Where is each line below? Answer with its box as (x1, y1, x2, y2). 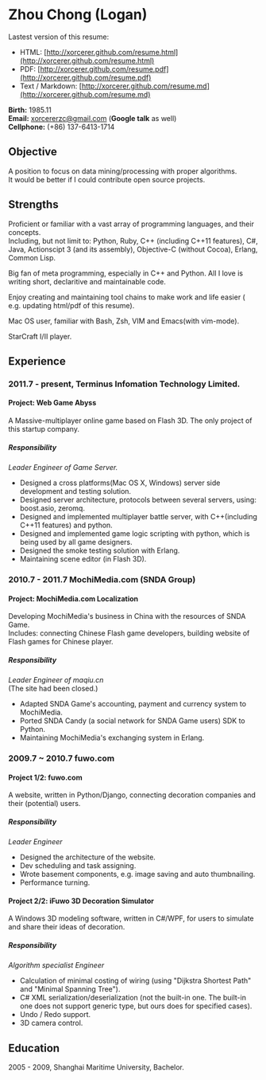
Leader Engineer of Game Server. (8, 463, 118, 472)
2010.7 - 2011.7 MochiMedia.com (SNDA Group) (8, 573, 196, 585)
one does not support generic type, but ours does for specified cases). (19, 1001, 253, 1011)
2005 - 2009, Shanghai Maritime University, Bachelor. (8, 1062, 185, 1072)
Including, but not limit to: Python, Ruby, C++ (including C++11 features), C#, (8, 236, 258, 245)
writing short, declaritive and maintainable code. (8, 276, 167, 286)
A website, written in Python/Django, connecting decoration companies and (8, 790, 256, 800)
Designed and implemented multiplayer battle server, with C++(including (19, 512, 258, 522)
